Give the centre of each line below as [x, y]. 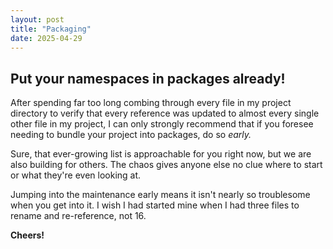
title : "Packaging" [51, 29]
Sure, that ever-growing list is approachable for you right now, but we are [161, 154]
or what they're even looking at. [76, 175]
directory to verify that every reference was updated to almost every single [165, 113]
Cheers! [27, 235]
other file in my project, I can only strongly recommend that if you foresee [162, 124]
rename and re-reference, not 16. [78, 216]
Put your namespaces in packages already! [148, 78]
